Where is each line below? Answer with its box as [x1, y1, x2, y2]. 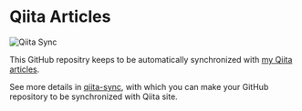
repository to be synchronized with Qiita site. [9, 91, 178, 102]
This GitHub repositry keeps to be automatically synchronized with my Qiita [9, 54, 293, 65]
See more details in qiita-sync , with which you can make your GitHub [9, 81, 269, 92]
